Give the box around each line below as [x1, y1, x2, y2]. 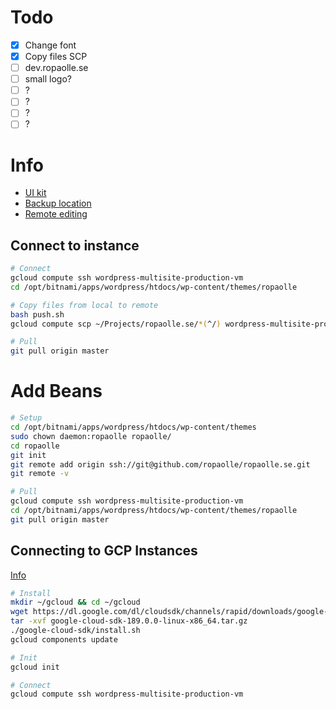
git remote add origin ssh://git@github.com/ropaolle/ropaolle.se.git [10, 459, 311, 470]
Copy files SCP [24, 51, 88, 62]
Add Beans [10, 380, 103, 403]
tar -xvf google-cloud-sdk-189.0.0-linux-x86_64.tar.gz [10, 616, 248, 626]
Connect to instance [10, 237, 140, 254]
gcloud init [10, 662, 60, 672]
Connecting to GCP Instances [10, 542, 198, 560]
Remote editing [24, 208, 88, 220]
